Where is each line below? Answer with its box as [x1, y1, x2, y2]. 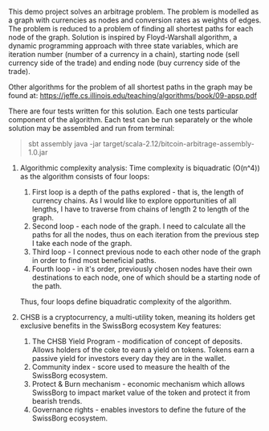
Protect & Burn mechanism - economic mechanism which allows [31, 380, 245, 388]
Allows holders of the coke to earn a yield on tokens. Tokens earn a [31, 345, 255, 355]
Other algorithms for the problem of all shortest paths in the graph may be [8, 82, 253, 92]
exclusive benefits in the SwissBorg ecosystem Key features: [19, 321, 222, 330]
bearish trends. [31, 396, 83, 405]
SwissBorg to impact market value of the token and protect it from [31, 388, 251, 397]
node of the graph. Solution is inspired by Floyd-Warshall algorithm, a [8, 32, 238, 42]
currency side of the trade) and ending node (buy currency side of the [8, 58, 241, 68]
